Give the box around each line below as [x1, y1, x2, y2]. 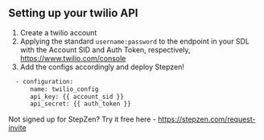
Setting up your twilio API [8, 6, 138, 20]
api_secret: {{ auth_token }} [29, 100, 131, 108]
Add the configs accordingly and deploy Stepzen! [19, 62, 185, 72]
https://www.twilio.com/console [19, 53, 126, 63]
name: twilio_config [29, 84, 99, 93]
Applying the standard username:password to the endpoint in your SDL [19, 36, 250, 46]
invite [8, 123, 27, 133]
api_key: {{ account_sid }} [29, 93, 125, 101]
